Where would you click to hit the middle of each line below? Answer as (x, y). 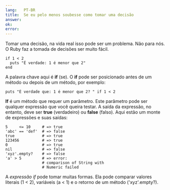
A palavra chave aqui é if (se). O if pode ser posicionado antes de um (79, 77)
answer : (14, 19)
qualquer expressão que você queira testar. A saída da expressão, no (78, 107)
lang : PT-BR (20, 10)
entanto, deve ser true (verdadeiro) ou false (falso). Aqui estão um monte (83, 112)
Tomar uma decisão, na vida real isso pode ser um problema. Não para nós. (85, 44)
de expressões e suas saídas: (37, 118)
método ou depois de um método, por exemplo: (56, 82)
